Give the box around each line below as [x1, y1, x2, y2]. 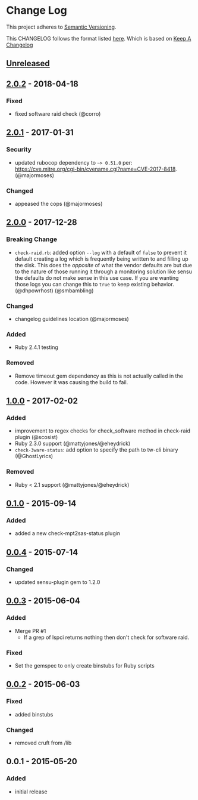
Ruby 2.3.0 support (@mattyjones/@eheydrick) [14, 440, 131, 447]
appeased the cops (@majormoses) [14, 200, 103, 207]
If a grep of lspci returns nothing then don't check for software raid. [23, 634, 190, 641]
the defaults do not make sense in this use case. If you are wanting [14, 274, 179, 281]
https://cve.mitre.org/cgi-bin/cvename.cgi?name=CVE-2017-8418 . [14, 165, 177, 172]
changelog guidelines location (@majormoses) [14, 315, 129, 322]
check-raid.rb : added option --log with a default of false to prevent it [14, 249, 187, 256]
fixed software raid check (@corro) [14, 110, 101, 118]
